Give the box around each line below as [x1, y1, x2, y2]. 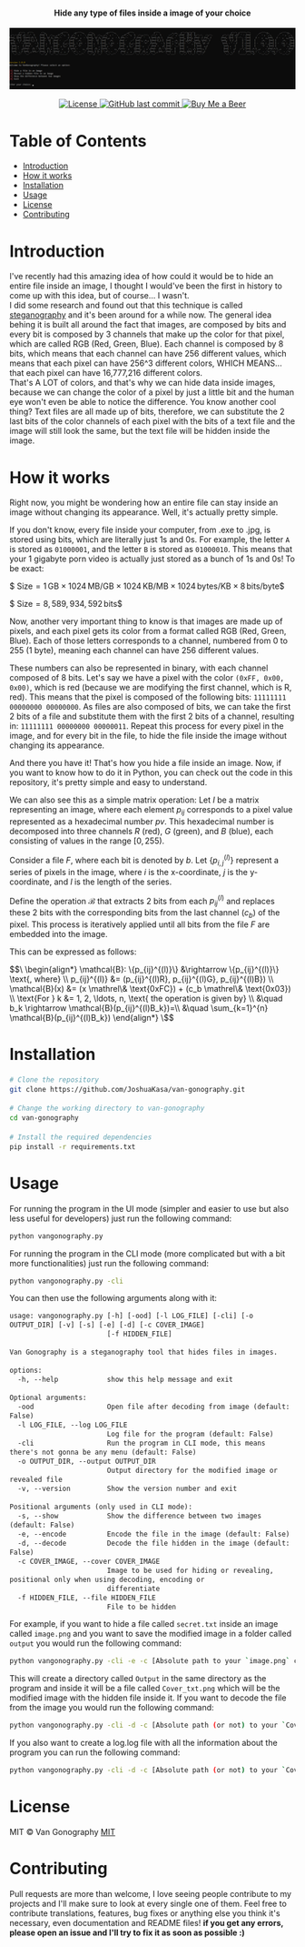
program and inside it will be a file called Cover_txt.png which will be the [9, 1683, 280, 1694]
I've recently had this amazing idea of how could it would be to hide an [9, 271, 274, 282]
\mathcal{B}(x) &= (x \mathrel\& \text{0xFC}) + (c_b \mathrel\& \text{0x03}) [9, 983, 292, 994]
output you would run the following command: [9, 1638, 182, 1649]
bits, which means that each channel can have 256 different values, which [9, 348, 287, 359]
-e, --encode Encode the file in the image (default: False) [17, 1529, 290, 1539]
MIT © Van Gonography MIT [9, 1826, 116, 1837]
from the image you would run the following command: [9, 1702, 215, 1713]
